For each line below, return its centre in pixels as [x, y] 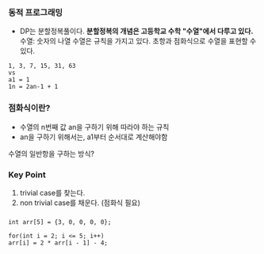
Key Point [27, 174]
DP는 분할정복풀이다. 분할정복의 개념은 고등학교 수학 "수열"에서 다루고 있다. [136, 31]
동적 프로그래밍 [36, 12]
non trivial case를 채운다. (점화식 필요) [80, 203]
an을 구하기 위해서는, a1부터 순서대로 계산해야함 [94, 137]
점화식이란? [29, 108]
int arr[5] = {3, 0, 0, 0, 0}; [60, 222]
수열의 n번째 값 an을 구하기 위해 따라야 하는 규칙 [94, 127]
